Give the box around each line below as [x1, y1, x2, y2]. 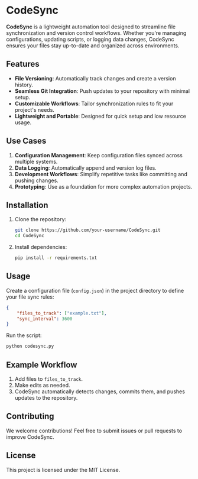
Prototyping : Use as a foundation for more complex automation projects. [14, 183, 193, 190]
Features [6, 59, 40, 69]
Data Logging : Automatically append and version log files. [14, 164, 157, 171]
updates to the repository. [14, 394, 78, 401]
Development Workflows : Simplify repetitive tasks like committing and [14, 170, 187, 177]
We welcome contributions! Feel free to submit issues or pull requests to [6, 427, 182, 434]
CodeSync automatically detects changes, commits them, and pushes [14, 388, 185, 395]
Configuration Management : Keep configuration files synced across [14, 151, 183, 158]
